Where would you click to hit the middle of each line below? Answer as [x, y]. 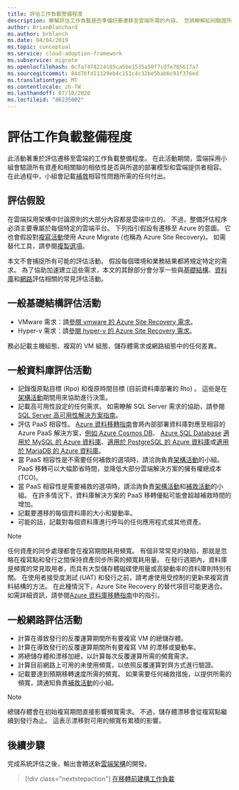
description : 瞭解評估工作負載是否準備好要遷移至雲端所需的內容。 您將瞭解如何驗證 [117, 21]
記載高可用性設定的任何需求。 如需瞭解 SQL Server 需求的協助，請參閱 [121, 407]
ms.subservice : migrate [43, 60]
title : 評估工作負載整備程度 [45, 14]
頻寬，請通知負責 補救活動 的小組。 [68, 683]
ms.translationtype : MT [43, 80]
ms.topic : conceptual [39, 47]
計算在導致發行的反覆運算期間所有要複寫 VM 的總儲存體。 [102, 639]
